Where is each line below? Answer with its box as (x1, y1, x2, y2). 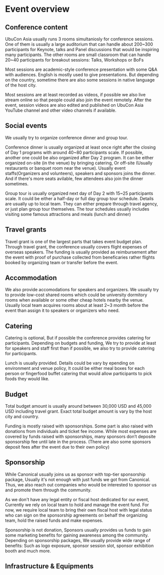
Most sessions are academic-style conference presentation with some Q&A (5, 66, 158, 72)
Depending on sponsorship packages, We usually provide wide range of (5, 537, 151, 543)
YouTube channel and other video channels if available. (5, 107, 117, 113)
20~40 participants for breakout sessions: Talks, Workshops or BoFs (5, 57, 144, 62)
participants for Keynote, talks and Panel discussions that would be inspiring (5, 47, 159, 52)
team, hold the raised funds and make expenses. (5, 517, 104, 523)
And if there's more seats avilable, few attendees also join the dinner (5, 176, 143, 182)
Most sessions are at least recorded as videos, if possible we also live (5, 92, 146, 97)
